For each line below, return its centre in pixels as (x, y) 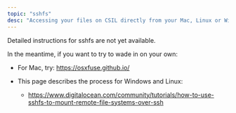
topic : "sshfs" (29, 14)
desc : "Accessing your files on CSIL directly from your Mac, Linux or (114, 20)
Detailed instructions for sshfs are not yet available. (81, 40)
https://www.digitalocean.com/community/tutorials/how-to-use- (121, 95)
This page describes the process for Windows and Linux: (100, 81)
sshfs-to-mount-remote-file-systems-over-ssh (96, 102)
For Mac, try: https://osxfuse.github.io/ (73, 67)
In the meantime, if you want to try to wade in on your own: (92, 54)
